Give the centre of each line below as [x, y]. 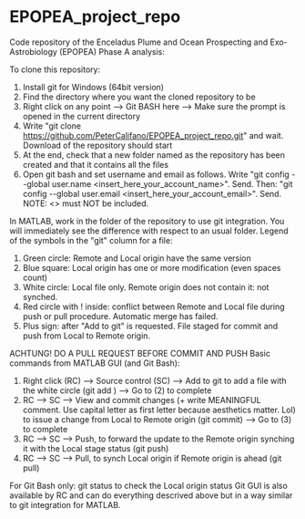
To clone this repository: [55, 69]
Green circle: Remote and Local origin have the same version [137, 258]
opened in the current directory [81, 116]
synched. [40, 296]
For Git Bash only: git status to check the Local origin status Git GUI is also [149, 485]
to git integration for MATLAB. [65, 504]
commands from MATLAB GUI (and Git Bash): [95, 363]
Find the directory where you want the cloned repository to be [139, 97]
